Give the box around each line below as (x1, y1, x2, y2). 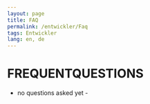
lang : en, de (7, 36, 45, 43)
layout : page (7, 10, 45, 17)
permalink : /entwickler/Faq (7, 23, 88, 30)
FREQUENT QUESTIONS (7, 66, 144, 82)
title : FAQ (7, 17, 39, 24)
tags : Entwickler (7, 29, 57, 37)
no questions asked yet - (17, 89, 88, 97)
